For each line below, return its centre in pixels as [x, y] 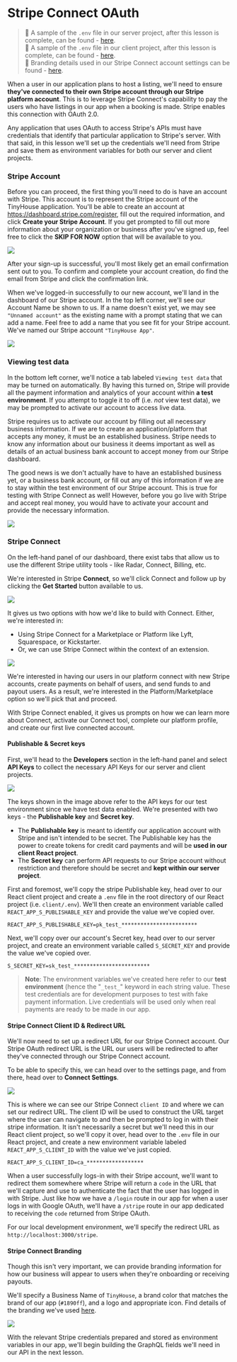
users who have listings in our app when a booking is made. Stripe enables [116, 106]
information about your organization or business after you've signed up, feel [118, 229]
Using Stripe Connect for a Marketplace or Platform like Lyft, [105, 634]
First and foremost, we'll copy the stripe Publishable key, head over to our [115, 890]
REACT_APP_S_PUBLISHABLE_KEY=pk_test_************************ [103, 925]
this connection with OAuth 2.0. [53, 114]
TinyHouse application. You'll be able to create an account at [96, 207]
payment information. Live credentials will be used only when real [120, 1002]
